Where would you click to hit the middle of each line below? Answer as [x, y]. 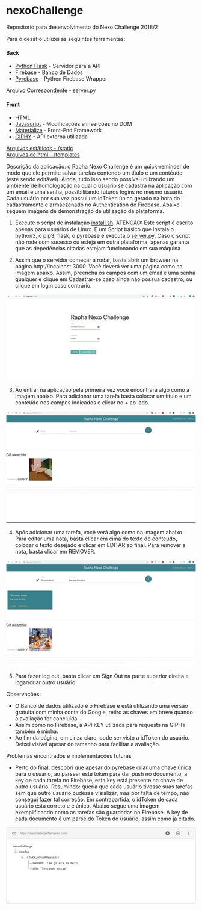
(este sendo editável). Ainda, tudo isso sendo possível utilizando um [90, 179]
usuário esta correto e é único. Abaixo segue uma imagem [87, 806]
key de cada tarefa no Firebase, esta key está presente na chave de [99, 780]
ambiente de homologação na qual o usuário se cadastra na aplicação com [99, 186]
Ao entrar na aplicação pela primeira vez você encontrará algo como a [102, 389]
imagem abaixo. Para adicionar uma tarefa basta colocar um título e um [103, 396]
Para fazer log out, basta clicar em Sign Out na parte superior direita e [102, 676]
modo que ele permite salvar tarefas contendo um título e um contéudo [94, 173]
